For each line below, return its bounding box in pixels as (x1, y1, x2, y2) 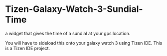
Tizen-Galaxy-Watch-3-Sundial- (5, 3, 143, 15)
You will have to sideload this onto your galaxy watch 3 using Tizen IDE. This (5, 40, 163, 46)
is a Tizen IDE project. (5, 45, 50, 51)
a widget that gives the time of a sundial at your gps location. (5, 30, 131, 36)
